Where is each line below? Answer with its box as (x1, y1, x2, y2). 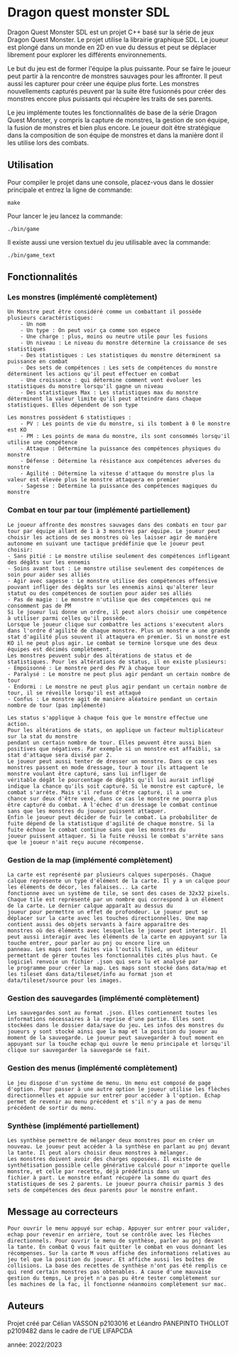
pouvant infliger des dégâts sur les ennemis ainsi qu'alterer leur (7, 584, 215, 591)
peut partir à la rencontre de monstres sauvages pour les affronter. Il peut (7, 72, 222, 80)
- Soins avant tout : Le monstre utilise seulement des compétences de (7, 564, 224, 572)
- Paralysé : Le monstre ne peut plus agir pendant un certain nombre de (7, 670, 231, 677)
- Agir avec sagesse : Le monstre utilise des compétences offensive (7, 577, 218, 584)
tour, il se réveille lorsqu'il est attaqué (7, 689, 141, 697)
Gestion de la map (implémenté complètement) (7, 855, 173, 864)
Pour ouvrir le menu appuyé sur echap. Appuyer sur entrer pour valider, (7, 1224, 231, 1232)
